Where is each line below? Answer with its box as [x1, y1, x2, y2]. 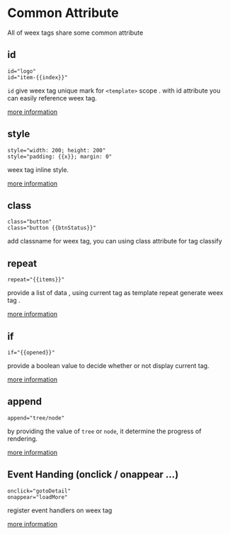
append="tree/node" [7, 414, 65, 422]
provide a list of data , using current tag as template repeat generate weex [7, 289, 224, 297]
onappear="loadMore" [7, 493, 69, 500]
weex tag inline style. [7, 165, 69, 174]
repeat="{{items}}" [7, 276, 65, 284]
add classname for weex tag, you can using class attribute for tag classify [7, 237, 223, 246]
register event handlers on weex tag [7, 506, 113, 514]
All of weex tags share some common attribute [7, 28, 144, 37]
